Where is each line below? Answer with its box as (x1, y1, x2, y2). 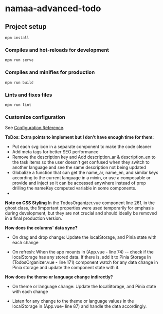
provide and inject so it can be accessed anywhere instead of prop (12, 180, 146, 186)
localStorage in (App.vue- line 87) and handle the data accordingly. (12, 303, 147, 309)
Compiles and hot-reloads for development (5, 46, 109, 53)
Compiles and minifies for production (5, 69, 95, 76)
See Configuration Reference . (5, 125, 65, 131)
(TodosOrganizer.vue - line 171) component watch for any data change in (12, 259, 158, 265)
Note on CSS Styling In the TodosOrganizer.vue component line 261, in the (5, 200, 155, 206)
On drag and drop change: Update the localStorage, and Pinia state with (12, 234, 157, 240)
